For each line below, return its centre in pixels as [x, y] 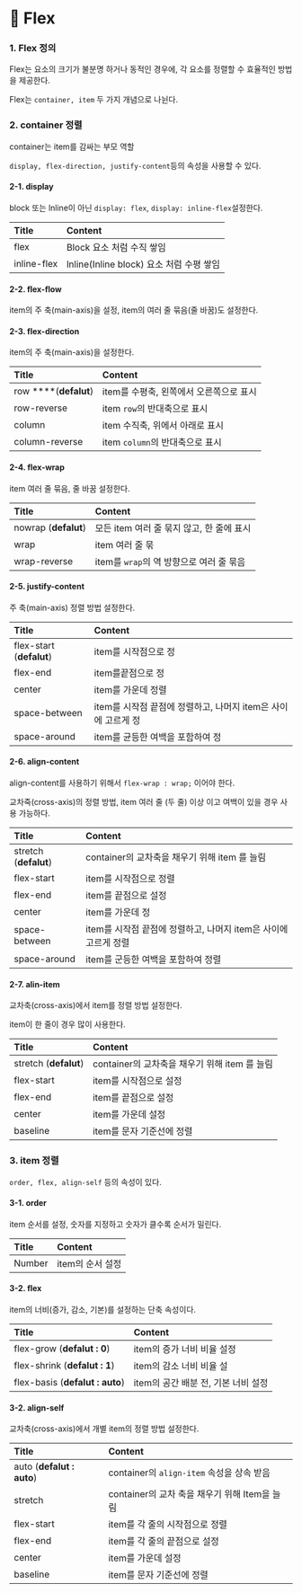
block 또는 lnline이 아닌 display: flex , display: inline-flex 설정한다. [136, 208]
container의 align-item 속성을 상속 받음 [190, 1473]
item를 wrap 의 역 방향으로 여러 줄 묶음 [170, 562]
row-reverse [41, 408]
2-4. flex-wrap [37, 467]
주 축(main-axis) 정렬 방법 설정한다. [72, 607]
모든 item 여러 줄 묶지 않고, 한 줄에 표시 [173, 527]
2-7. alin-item [35, 984]
